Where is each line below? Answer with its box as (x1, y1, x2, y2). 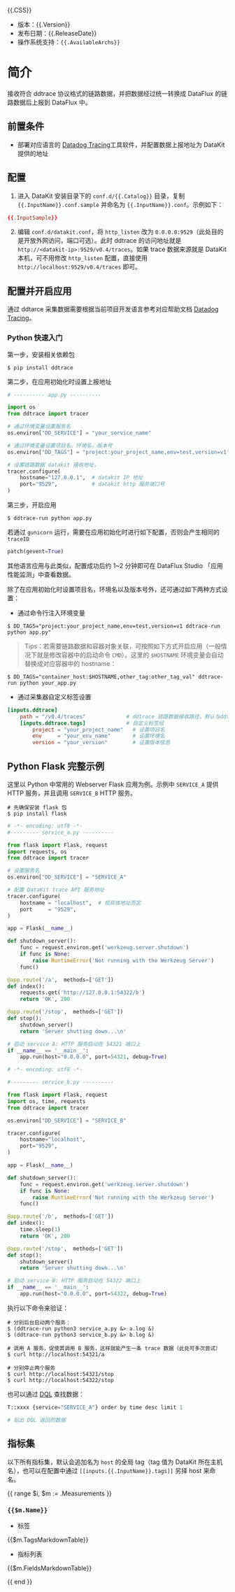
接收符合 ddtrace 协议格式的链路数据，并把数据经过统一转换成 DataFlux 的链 (7, 89, 228, 97)
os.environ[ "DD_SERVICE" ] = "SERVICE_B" (7, 1117, 127, 1124)
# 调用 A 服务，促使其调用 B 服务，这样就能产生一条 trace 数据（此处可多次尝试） (7, 1344, 221, 1352)
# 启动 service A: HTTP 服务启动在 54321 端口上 (7, 1040, 141, 1048)
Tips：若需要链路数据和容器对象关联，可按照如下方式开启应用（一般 (24, 641, 222, 650)
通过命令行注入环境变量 (17, 609, 85, 617)
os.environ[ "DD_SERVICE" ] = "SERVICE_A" (7, 874, 127, 881)
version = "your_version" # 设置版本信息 (32, 739, 171, 746)
